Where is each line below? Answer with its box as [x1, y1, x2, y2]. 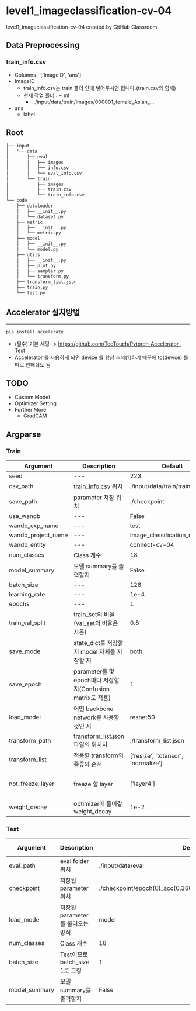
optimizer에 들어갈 [73, 800, 123, 808]
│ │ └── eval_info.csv [6, 170, 82, 176]
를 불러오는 [60, 920, 89, 928]
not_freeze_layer [9, 779, 55, 788]
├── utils [16, 251, 41, 258]
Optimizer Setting [14, 400, 57, 407]
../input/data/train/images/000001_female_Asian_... [32, 98, 155, 105]
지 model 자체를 [73, 648, 116, 656]
